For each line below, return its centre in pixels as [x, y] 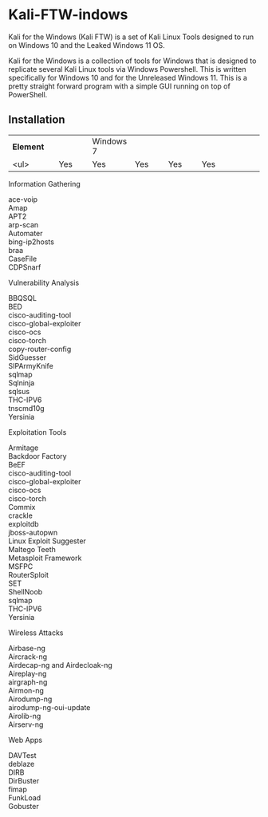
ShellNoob [26, 591]
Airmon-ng [26, 690]
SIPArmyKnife [31, 365]
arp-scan [24, 224]
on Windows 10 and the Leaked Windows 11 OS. [87, 45]
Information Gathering [45, 184]
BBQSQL [23, 298]
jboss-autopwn [33, 532]
